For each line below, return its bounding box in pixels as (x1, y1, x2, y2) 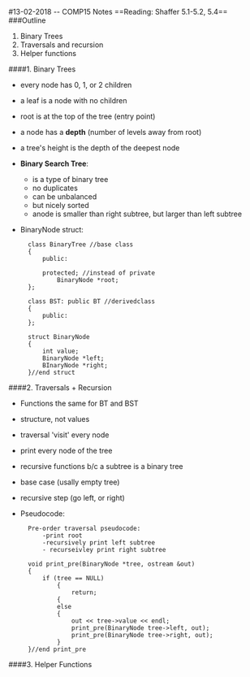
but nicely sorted (32, 201, 89, 210)
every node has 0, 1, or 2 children (19, 80, 132, 89)
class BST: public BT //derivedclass (28, 297, 156, 306)
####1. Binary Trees (8, 64, 76, 74)
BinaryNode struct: (19, 225, 84, 234)
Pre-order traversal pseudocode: (28, 524, 141, 532)
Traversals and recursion (19, 40, 104, 50)
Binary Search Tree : (19, 158, 89, 168)
